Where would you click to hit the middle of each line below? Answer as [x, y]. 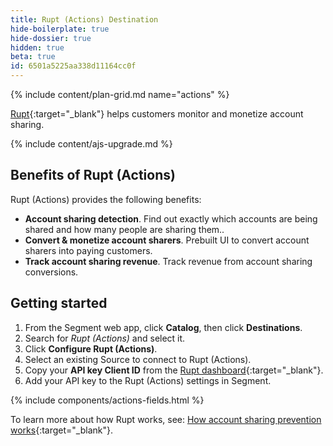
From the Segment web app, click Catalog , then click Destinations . [163, 327]
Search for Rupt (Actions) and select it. [105, 338]
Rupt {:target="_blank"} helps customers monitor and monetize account [157, 114]
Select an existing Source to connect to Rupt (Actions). [138, 359]
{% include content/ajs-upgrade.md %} [91, 144]
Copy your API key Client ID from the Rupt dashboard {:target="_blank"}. [174, 370]
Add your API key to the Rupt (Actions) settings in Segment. [148, 380]
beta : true [33, 57]
